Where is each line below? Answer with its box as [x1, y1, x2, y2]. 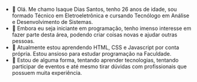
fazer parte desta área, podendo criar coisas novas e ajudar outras [11, 31, 178, 38]
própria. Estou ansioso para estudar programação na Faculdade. [11, 50, 172, 57]
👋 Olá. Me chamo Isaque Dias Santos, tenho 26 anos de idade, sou [11, 6, 177, 13]
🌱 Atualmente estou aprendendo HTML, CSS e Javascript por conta [11, 44, 180, 51]
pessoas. [11, 38, 35, 44]
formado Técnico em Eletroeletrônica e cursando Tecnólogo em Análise [11, 12, 190, 19]
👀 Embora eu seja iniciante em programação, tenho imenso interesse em [11, 25, 192, 32]
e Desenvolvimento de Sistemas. [11, 19, 93, 25]
